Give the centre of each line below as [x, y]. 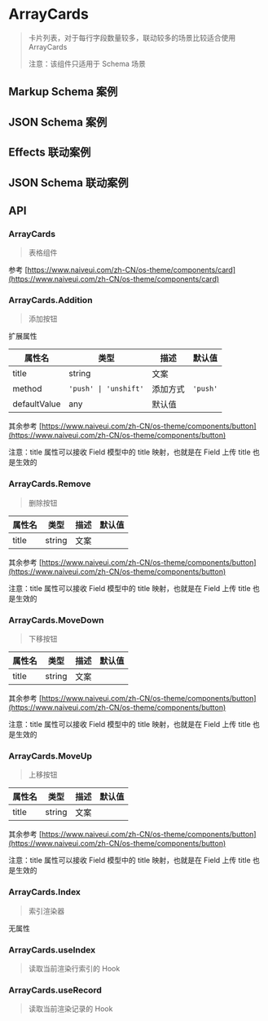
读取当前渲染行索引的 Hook [74, 968]
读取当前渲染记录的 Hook [70, 1009]
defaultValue [37, 404]
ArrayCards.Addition [51, 300]
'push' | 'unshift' [106, 389]
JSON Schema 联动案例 [68, 183]
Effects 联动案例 [50, 153]
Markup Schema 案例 [63, 92]
